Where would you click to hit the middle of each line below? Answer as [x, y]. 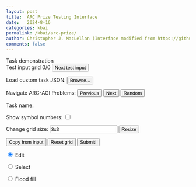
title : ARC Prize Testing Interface [52, 17]
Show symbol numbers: [34, 117]
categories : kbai [27, 28]
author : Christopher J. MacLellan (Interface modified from [81, 39]
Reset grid [62, 142]
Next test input [70, 67]
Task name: [20, 105]
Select [23, 167]
